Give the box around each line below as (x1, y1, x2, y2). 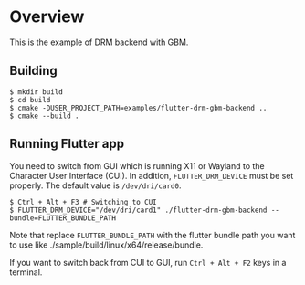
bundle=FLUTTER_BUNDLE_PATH (9, 213, 117, 223)
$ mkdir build (9, 87, 64, 97)
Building (9, 63, 58, 79)
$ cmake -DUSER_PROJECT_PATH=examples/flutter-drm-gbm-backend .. (9, 103, 268, 112)
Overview (9, 6, 85, 27)
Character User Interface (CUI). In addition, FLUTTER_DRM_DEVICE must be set (9, 170, 294, 181)
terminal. (9, 267, 43, 278)
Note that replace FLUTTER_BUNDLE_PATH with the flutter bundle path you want (9, 229, 296, 240)
